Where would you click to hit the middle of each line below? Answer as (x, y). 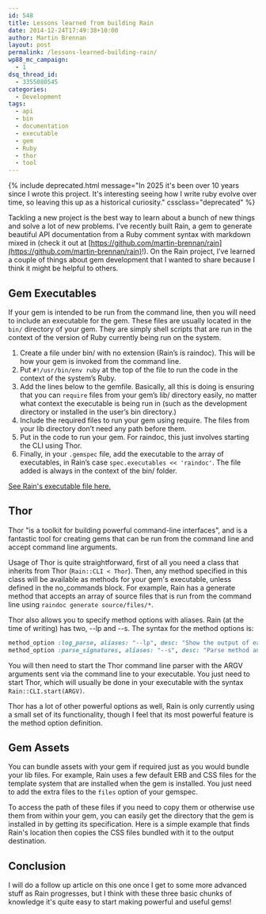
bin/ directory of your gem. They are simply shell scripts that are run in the (130, 329)
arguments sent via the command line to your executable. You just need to (129, 674)
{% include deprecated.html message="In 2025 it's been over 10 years (124, 185)
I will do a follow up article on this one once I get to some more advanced (127, 885)
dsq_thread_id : (33, 75)
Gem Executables (53, 293)
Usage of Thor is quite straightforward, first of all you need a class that (123, 562)
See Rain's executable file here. (60, 486)
